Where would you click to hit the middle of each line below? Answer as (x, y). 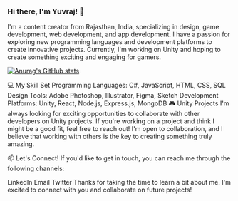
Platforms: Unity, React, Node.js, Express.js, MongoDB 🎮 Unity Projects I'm (118, 103)
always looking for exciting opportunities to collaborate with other (104, 114)
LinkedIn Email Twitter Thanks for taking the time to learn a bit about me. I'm (119, 182)
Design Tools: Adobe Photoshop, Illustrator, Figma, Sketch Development (113, 96)
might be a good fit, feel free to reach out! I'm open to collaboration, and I (115, 129)
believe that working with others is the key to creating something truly (110, 136)
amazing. (21, 144)
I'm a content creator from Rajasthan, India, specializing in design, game (113, 27)
